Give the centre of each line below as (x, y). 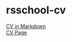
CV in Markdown (26, 26)
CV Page (17, 32)
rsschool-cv (36, 10)
